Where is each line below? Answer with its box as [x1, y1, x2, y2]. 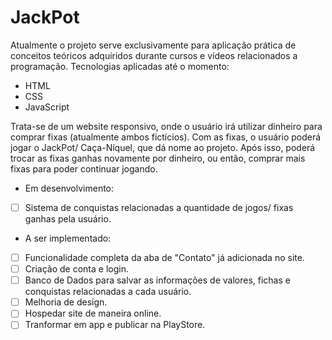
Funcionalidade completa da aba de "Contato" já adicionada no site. [24, 252, 305, 263]
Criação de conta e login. [24, 263, 129, 275]
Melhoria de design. [24, 296, 108, 308]
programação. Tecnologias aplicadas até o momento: [10, 60, 230, 72]
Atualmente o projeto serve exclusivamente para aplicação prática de [10, 39, 297, 51]
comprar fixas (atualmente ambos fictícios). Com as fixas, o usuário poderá [10, 131, 322, 143]
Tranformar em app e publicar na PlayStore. [24, 319, 206, 331]
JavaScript [24, 101, 70, 113]
